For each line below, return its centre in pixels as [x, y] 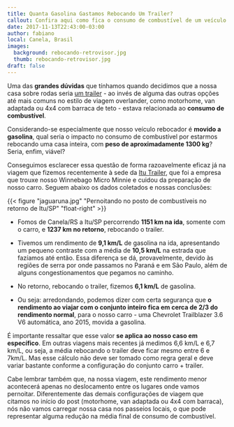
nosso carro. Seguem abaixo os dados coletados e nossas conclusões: [110, 187]
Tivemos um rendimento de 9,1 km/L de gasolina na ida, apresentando [118, 243]
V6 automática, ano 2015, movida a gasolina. [82, 322]
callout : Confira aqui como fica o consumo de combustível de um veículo [117, 20]
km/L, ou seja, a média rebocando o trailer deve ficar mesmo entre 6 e [109, 350]
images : [19, 46]
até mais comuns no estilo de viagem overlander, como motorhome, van [111, 100]
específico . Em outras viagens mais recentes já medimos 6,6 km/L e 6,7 [111, 343]
